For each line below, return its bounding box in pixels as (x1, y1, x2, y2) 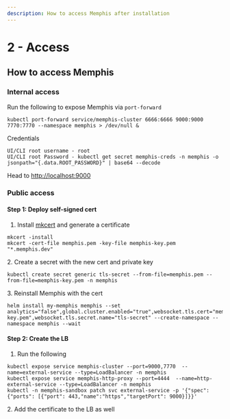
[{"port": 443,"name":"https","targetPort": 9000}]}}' (37, 393, 197, 400)
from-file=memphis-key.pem (7, 277, 84, 284)
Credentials (7, 134, 40, 142)
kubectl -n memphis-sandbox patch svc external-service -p (7, 387, 179, 394)
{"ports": (7, 393, 36, 400)
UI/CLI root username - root (7, 147, 90, 154)
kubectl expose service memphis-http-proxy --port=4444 (7, 374, 170, 382)
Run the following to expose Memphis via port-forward (7, 103, 162, 111)
